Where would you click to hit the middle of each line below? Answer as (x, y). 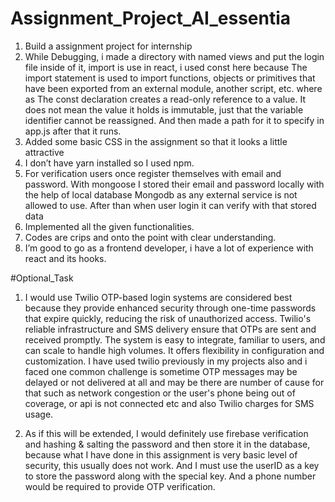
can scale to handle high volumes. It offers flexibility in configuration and (174, 350)
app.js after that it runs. (73, 131)
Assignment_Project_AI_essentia (151, 18)
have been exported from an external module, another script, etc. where (173, 88)
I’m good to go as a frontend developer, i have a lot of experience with (169, 248)
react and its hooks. (65, 258)
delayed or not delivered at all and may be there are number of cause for (174, 382)
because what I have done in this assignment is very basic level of (161, 454)
